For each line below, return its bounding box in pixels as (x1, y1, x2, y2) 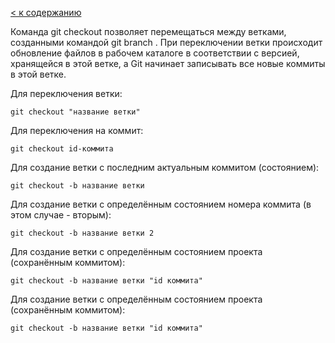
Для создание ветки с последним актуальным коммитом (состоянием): (10, 162, 320, 173)
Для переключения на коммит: (10, 125, 144, 136)
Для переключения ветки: (10, 88, 123, 99)
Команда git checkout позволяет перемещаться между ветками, (10, 26, 287, 37)
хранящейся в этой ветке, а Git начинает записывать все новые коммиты (10, 58, 326, 69)
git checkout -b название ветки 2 (10, 228, 155, 238)
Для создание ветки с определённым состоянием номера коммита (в (10, 198, 312, 210)
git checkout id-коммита (10, 144, 114, 154)
